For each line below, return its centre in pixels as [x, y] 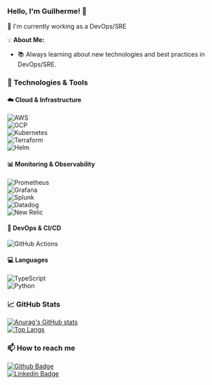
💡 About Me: [26, 40]
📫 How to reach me [41, 348]
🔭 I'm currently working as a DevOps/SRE [67, 27]
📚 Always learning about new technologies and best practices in [111, 55]
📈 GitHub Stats [34, 304]
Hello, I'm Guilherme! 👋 [47, 11]
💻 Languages [28, 260]
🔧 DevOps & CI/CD [34, 228]
